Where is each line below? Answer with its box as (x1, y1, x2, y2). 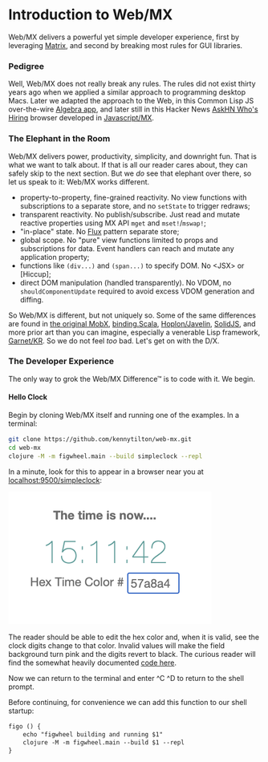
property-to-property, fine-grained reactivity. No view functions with (19, 193, 247, 202)
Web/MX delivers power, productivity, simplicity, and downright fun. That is (8, 151, 257, 161)
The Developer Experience (8, 355, 115, 367)
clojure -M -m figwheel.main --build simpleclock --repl (8, 452, 203, 460)
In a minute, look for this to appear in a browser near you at (8, 467, 205, 476)
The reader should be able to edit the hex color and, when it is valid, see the (8, 632, 259, 642)
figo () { (8, 722, 42, 731)
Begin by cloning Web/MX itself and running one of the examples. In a (8, 411, 239, 420)
